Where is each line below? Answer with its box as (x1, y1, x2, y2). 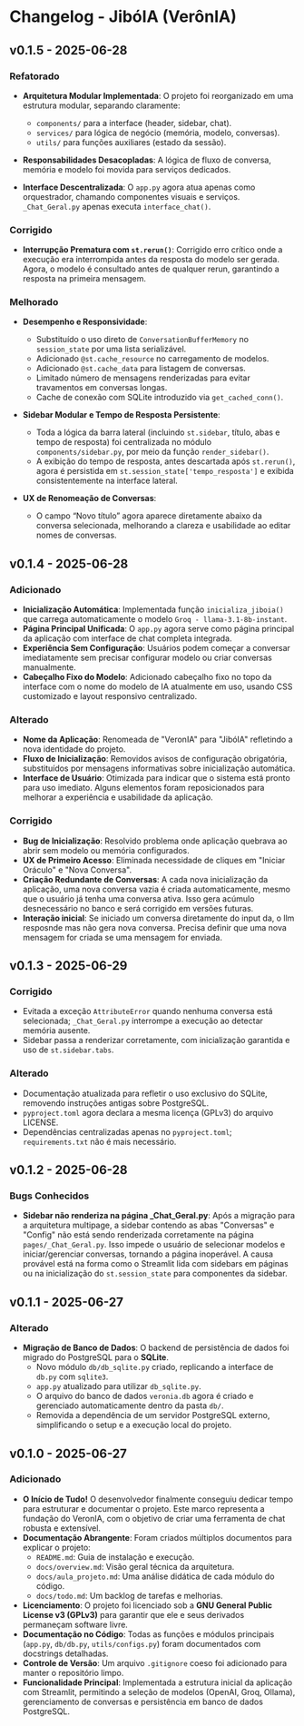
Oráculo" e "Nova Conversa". (22, 864, 132, 875)
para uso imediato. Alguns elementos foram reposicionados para (22, 783, 265, 794)
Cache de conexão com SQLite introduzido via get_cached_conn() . (35, 392, 284, 403)
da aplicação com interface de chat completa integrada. (22, 633, 232, 644)
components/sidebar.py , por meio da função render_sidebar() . (35, 447, 270, 458)
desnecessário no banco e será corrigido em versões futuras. (22, 902, 254, 913)
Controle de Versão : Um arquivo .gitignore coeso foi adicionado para (22, 1657, 288, 1668)
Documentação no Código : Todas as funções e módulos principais (22, 1628, 275, 1640)
